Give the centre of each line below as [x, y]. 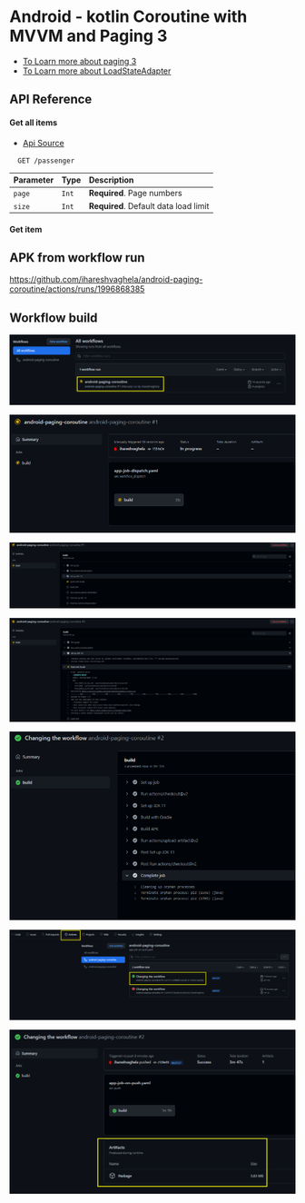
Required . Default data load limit [149, 205]
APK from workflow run [77, 258]
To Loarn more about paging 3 [79, 61]
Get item [26, 229]
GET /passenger [46, 161]
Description [111, 180]
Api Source [44, 143]
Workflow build [54, 318]
